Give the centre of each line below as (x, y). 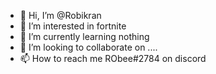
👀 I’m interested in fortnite (73, 26)
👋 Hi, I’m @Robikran (60, 15)
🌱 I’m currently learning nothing (84, 36)
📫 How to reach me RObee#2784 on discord (113, 58)
